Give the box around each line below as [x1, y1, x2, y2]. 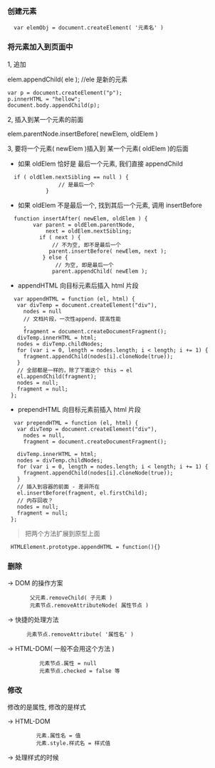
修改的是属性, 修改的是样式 [7, 703, 86, 712]
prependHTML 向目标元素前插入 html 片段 [17, 405, 141, 413]
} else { [42, 253, 69, 261]
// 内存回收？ [16, 497, 53, 504]
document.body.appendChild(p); [7, 101, 100, 108]
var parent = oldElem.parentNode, [33, 221, 135, 228]
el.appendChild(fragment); [16, 373, 98, 380]
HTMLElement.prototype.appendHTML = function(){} [10, 543, 161, 550]
